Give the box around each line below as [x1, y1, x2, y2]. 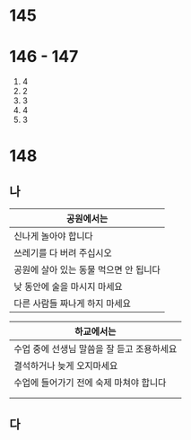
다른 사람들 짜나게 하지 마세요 [13, 297, 132, 310]
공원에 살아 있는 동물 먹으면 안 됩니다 [13, 264, 161, 277]
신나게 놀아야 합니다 [13, 230, 94, 242]
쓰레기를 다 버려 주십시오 [13, 247, 112, 260]
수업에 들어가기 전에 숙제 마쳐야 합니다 [13, 376, 167, 389]
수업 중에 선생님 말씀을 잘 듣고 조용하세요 [13, 343, 178, 356]
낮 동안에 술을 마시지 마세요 [13, 280, 123, 293]
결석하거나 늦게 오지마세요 [13, 360, 118, 373]
